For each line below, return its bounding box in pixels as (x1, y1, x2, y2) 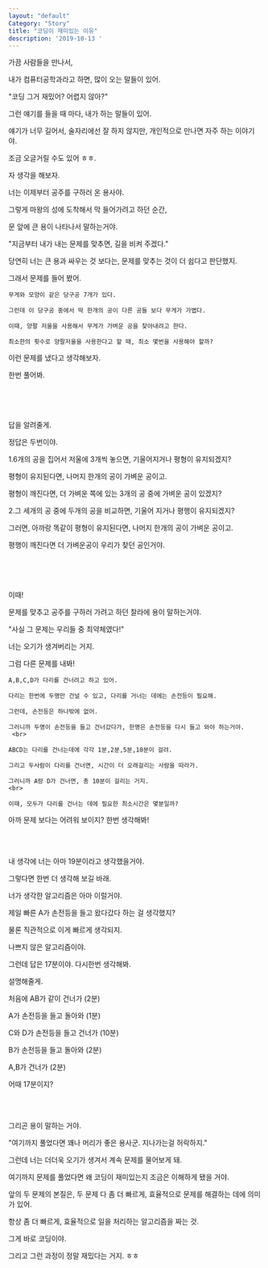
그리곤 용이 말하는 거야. (8, 1121, 82, 1131)
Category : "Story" (8, 19, 70, 27)
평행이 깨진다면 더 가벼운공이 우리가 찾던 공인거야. (8, 540, 166, 550)
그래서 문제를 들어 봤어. (8, 274, 82, 283)
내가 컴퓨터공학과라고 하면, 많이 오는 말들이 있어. (8, 74, 161, 85)
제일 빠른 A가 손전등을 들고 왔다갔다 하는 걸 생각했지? (8, 908, 175, 918)
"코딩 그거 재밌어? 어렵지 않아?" (8, 92, 109, 102)
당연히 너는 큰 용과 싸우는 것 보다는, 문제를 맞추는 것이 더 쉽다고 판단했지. (8, 256, 237, 266)
